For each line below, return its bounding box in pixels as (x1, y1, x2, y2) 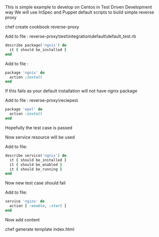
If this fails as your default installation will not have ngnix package (5, 88, 138, 94)
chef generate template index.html (5, 226, 74, 232)
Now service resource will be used (5, 134, 75, 140)
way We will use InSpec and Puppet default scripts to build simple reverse (5, 9, 154, 15)
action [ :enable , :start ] (9, 203, 67, 209)
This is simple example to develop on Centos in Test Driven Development (5, 4, 153, 10)
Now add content (5, 217, 40, 222)
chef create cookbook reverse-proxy (5, 24, 79, 30)
